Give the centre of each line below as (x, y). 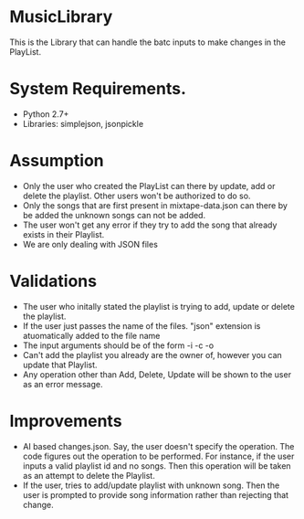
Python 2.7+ (46, 114)
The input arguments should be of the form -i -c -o (118, 345)
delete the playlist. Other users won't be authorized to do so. (136, 196)
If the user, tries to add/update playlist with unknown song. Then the (151, 485)
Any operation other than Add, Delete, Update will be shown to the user (157, 374)
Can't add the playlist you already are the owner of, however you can (152, 355)
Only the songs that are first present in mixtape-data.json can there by (155, 205)
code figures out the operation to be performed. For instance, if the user (158, 456)
